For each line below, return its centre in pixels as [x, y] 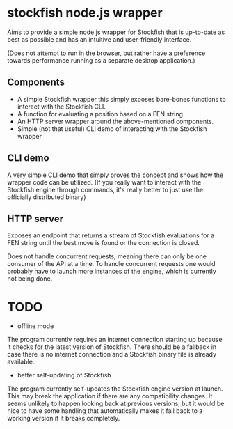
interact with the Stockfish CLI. [61, 107]
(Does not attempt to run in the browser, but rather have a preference [106, 53]
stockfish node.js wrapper [85, 13]
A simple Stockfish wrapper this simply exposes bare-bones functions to [121, 99]
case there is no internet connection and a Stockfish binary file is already [112, 354]
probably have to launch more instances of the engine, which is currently [112, 271]
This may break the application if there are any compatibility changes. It [110, 396]
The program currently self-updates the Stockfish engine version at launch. [115, 389]
